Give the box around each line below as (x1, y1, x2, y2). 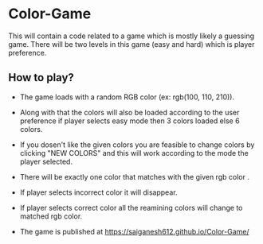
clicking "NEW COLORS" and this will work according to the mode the (19, 148, 249, 157)
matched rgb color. (19, 211, 83, 221)
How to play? (8, 71, 74, 84)
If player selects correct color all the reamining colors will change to (19, 203, 243, 212)
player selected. (19, 157, 73, 166)
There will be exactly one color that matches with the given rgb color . (19, 172, 249, 181)
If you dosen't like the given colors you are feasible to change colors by (19, 140, 255, 149)
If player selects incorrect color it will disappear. (19, 188, 178, 197)
